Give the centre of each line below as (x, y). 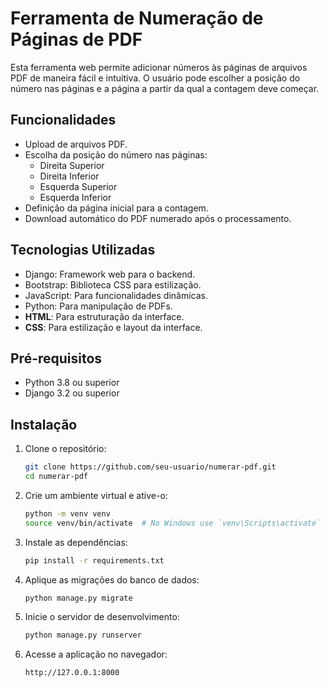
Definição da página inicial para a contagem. (116, 208)
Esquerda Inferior (75, 197)
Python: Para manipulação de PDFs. (98, 306)
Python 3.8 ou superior (72, 383)
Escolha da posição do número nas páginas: (116, 154)
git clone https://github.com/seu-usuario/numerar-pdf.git (150, 467)
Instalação (44, 424)
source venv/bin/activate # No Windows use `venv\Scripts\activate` (173, 523)
